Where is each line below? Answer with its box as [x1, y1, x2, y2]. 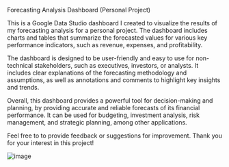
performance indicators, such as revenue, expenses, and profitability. [7, 41, 203, 49]
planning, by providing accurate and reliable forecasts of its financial [7, 104, 200, 112]
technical [7, 62, 33, 69]
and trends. [7, 83, 40, 91]
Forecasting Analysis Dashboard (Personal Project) [7, 6, 151, 14]
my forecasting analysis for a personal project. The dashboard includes [7, 27, 208, 34]
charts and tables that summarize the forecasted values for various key [7, 34, 208, 42]
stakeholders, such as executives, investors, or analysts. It [33, 62, 199, 69]
